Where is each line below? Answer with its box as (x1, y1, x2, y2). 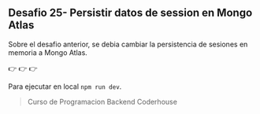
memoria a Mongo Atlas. (8, 47, 88, 57)
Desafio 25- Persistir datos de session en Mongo (8, 6, 253, 20)
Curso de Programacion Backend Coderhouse (27, 97, 177, 106)
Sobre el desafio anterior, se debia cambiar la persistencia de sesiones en (8, 39, 248, 49)
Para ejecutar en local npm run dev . (8, 82, 122, 91)
